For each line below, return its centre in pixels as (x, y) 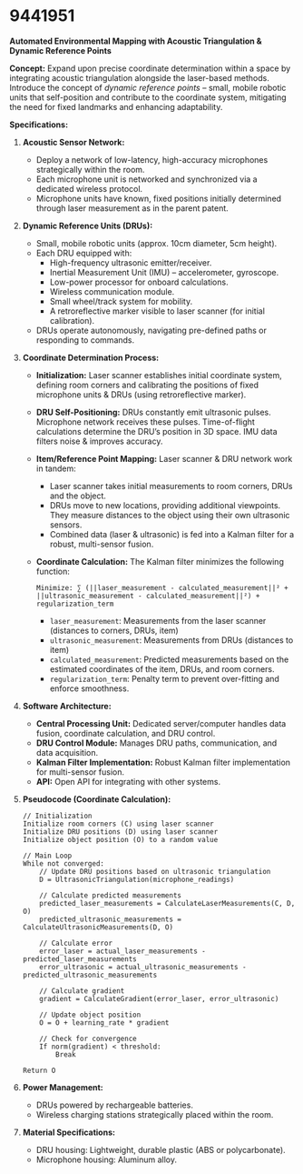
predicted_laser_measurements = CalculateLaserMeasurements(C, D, (167, 903)
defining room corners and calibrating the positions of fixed (147, 385)
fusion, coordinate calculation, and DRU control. (126, 733)
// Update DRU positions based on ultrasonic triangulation (155, 871)
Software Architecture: (67, 706)
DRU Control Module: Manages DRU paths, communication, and (156, 743)
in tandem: (56, 468)
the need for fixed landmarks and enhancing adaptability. (116, 106)
